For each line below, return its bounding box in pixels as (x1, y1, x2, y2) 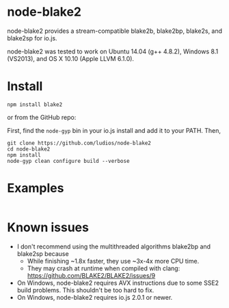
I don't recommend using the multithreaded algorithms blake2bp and (16, 242, 211, 251)
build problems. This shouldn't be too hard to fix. (16, 285, 154, 294)
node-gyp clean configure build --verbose (7, 157, 130, 164)
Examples (7, 181, 64, 196)
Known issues (7, 220, 89, 235)
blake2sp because (16, 249, 70, 257)
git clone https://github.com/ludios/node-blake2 (7, 140, 152, 146)
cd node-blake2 (7, 145, 51, 153)
